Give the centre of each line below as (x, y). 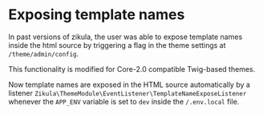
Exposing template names (97, 15)
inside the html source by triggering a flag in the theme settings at (117, 45)
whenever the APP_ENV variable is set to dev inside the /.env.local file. (124, 101)
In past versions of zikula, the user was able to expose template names (125, 37)
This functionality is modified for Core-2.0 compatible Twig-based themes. (132, 69)
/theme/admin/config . (44, 53)
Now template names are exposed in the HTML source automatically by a (129, 85)
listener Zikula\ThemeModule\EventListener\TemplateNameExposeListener (127, 92)
